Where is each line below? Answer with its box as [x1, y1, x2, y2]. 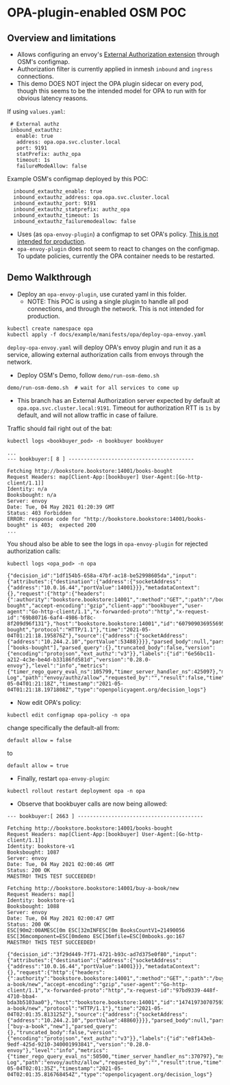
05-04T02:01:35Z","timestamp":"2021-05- [7, 1065, 125, 1072]
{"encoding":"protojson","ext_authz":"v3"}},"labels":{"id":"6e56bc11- [7, 650, 216, 657]
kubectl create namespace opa [7, 325, 94, 332]
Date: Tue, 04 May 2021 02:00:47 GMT [7, 915, 115, 922]
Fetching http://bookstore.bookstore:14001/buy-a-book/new [7, 885, 179, 891]
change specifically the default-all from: [7, 723, 120, 732]
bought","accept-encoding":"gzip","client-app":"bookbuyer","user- [7, 602, 204, 609]
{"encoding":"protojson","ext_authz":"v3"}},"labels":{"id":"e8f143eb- [7, 1035, 216, 1042]
